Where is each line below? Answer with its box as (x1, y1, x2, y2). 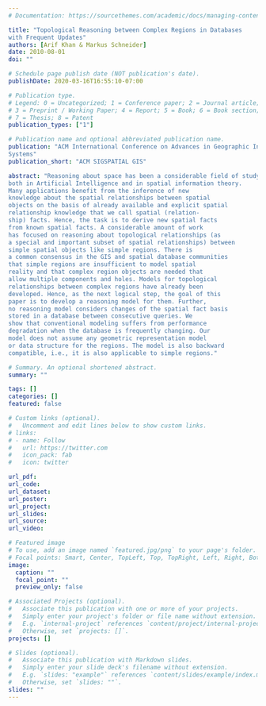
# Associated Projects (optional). (8, 597, 126, 606)
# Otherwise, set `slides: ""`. (8, 678, 123, 686)
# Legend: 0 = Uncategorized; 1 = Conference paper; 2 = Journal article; (8, 98, 260, 107)
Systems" (8, 150, 37, 158)
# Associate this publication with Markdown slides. (8, 656, 193, 664)
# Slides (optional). (8, 649, 80, 657)
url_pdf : (8, 473, 37, 481)
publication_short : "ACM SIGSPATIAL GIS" (8, 157, 147, 165)
